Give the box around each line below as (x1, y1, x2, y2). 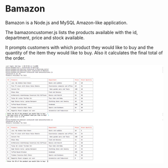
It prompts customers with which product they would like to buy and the (5, 44, 154, 50)
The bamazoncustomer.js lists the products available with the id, (5, 29, 138, 35)
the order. (5, 55, 26, 61)
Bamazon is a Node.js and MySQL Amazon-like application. (5, 20, 128, 26)
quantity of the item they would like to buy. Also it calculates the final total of (5, 50, 163, 56)
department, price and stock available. (5, 35, 85, 41)
